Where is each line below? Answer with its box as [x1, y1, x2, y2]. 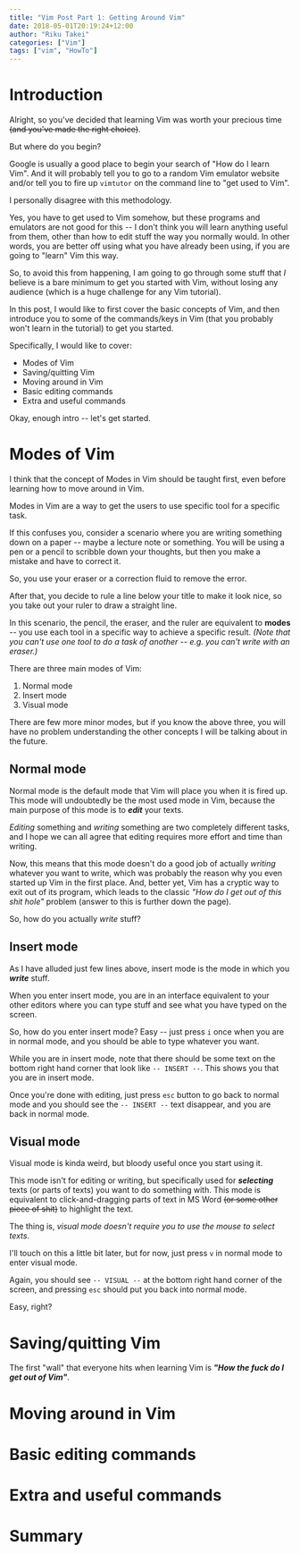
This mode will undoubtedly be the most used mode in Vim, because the [9, 795, 276, 806]
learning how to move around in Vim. [9, 484, 145, 494]
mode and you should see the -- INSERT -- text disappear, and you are [9, 1099, 271, 1110]
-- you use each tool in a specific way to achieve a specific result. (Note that [9, 627, 291, 638]
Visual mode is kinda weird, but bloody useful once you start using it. [9, 1158, 263, 1169]
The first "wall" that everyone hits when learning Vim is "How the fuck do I [9, 1363, 285, 1373]
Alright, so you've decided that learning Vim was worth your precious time [9, 114, 283, 125]
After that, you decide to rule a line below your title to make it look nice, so [9, 591, 283, 601]
